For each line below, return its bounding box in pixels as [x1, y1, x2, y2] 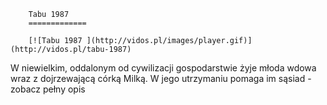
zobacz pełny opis [10, 83, 86, 95]
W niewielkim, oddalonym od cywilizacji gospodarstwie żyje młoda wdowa [10, 62, 317, 74]
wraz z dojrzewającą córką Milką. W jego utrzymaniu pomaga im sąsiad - [10, 73, 312, 84]
